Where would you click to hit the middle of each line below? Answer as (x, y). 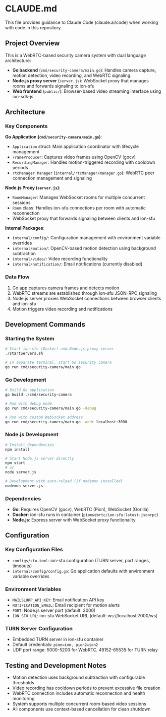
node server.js (21, 472)
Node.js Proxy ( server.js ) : (33, 188)
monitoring (23, 699)
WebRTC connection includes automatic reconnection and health (79, 693)
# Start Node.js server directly (40, 458)
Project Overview (32, 43)
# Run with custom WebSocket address (44, 417)
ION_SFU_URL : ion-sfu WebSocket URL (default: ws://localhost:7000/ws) (85, 616)
